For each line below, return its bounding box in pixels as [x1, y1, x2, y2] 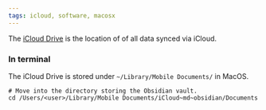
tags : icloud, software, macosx [8, 11, 115, 20]
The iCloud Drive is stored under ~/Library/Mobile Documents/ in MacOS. [8, 71, 249, 81]
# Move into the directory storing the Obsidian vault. [8, 87, 198, 95]
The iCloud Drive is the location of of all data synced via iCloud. [8, 33, 217, 43]
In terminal [8, 53, 51, 65]
